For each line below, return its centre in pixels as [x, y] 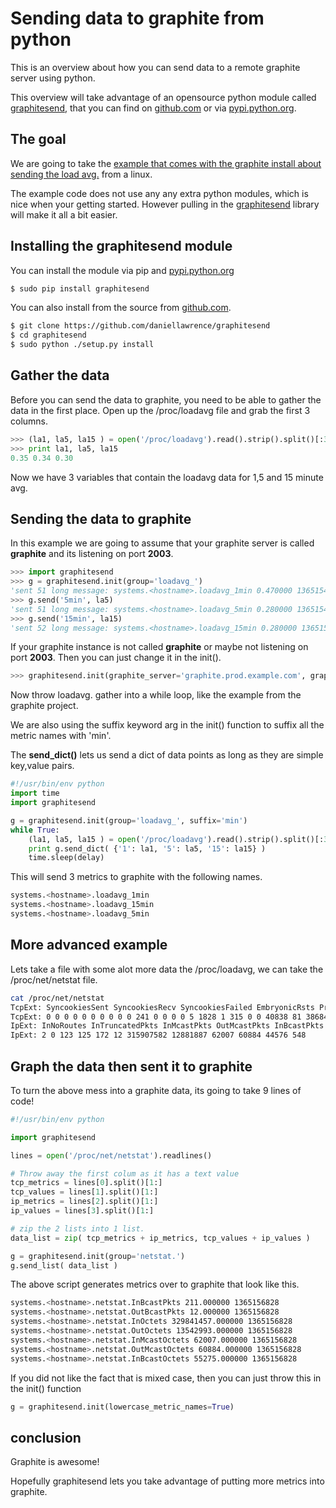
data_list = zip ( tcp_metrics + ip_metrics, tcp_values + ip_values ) [160, 1238]
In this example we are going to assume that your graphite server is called [162, 543]
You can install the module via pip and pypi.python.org [122, 270]
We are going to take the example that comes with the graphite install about [166, 163]
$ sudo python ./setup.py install [82, 345]
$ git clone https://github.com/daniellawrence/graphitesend [140, 326]
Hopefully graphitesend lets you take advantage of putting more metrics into [167, 1481]
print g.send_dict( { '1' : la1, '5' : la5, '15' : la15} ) [147, 848]
